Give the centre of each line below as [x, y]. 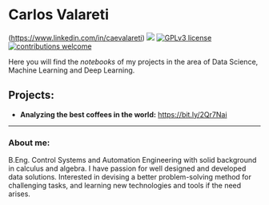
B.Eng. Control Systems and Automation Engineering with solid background [132, 160]
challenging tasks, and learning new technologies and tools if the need [125, 186]
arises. [19, 194]
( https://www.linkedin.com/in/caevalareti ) [77, 37]
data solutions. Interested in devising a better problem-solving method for [130, 177]
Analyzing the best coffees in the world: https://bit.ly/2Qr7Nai [123, 114]
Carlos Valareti [59, 15]
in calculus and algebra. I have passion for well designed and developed [127, 168]
